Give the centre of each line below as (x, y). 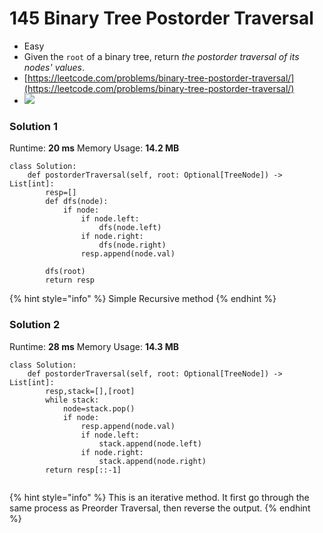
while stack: (72, 400)
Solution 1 (33, 126)
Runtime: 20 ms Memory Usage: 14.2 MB (94, 148)
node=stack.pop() (99, 408)
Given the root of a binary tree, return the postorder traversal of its (161, 56)
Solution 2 (35, 325)
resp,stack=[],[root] (90, 391)
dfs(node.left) (130, 228)
